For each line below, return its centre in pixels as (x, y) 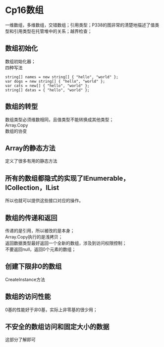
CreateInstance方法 (25, 279)
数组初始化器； (20, 61)
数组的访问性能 (28, 297)
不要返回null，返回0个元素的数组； (41, 249)
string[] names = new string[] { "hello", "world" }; (62, 77)
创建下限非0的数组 (33, 267)
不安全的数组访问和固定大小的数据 (57, 327)
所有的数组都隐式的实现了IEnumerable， (67, 178)
